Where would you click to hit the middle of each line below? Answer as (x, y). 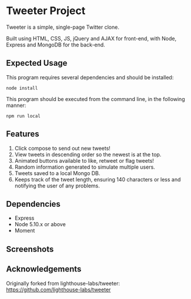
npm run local (24, 116)
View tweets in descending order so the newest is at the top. (88, 154)
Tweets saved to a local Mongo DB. (57, 173)
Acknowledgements (44, 269)
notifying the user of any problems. (57, 186)
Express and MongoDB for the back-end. (56, 45)
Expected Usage (37, 63)
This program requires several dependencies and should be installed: (90, 77)
